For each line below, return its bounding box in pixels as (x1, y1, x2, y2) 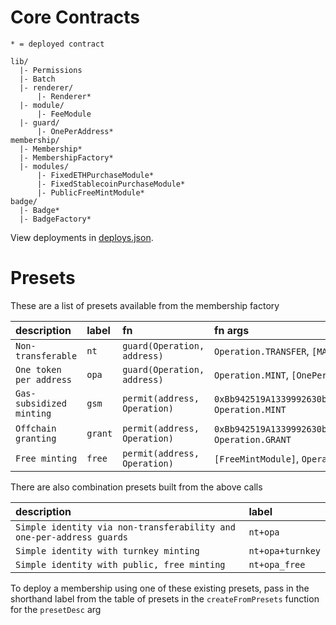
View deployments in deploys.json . (10, 231, 154, 243)
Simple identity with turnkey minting (15, 545, 200, 556)
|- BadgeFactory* (19, 214, 92, 224)
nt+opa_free (248, 559, 306, 570)
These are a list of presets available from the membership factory (10, 299, 280, 311)
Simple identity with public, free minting (15, 559, 226, 570)
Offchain (15, 422, 57, 434)
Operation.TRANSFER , (214, 344, 310, 358)
